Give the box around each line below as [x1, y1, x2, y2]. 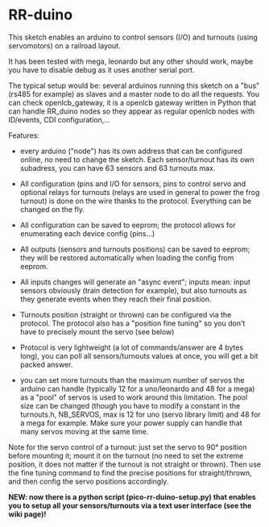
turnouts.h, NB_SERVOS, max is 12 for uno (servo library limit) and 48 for [19, 409, 261, 419]
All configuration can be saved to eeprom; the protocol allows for [19, 220, 236, 230]
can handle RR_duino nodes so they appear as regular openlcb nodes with [8, 106, 255, 116]
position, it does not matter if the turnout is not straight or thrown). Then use [8, 459, 262, 469]
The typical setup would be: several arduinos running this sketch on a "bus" [8, 81, 260, 90]
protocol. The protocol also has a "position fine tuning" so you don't [19, 318, 246, 328]
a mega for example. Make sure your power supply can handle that [19, 417, 243, 428]
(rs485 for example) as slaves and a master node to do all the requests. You [8, 89, 260, 98]
